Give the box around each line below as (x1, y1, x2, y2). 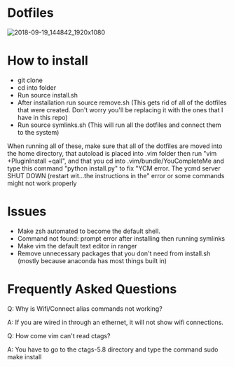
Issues (7, 203, 47, 220)
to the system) (17, 128, 60, 136)
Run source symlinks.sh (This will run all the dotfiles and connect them (17, 121, 221, 129)
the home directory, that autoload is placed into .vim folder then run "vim (7, 149, 217, 157)
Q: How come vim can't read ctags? (7, 331, 111, 340)
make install (7, 352, 42, 361)
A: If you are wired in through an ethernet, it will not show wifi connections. (7, 318, 224, 326)
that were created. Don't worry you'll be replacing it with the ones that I (17, 105, 223, 114)
